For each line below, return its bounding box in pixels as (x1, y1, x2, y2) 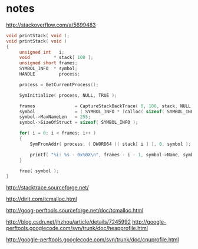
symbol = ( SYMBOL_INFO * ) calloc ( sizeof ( (19, 109, 165, 114)
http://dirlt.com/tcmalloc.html (6, 195, 77, 202)
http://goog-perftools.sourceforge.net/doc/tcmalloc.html (6, 207, 144, 214)
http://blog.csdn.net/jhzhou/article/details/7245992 (6, 218, 131, 225)
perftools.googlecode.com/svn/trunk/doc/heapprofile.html (6, 225, 148, 232)
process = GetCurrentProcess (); (19, 81, 99, 87)
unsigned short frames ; (19, 60, 78, 66)
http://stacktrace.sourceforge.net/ (6, 184, 89, 191)
